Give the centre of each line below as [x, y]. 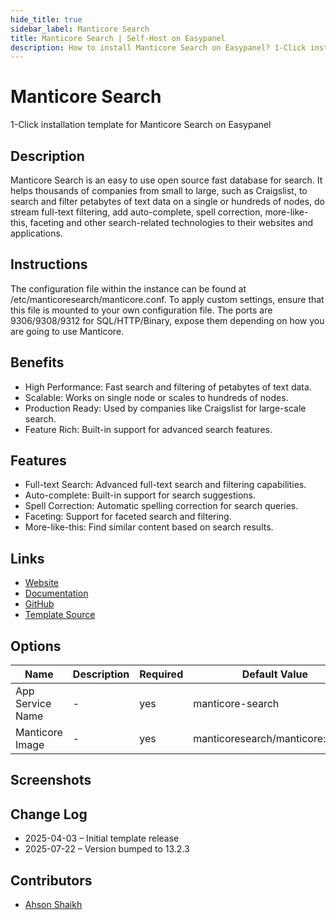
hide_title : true [46, 19]
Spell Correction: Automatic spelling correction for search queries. [161, 506]
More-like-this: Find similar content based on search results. [149, 527]
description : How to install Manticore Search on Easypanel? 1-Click [158, 47]
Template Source [60, 615]
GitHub [39, 604]
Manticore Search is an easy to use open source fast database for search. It [166, 180]
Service [33, 704]
